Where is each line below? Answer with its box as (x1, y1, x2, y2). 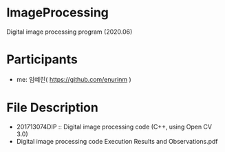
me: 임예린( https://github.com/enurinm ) (16, 75, 131, 83)
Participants (6, 52, 78, 67)
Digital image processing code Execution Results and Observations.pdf (16, 137, 218, 145)
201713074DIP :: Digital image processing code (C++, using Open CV (16, 122, 213, 131)
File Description (6, 100, 99, 116)
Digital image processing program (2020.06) (6, 28, 133, 36)
